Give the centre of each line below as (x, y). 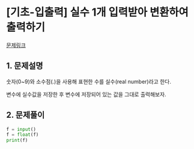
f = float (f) (23, 135)
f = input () (21, 129)
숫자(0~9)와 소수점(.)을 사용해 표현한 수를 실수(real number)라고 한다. (89, 81)
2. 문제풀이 (26, 115)
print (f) (17, 141)
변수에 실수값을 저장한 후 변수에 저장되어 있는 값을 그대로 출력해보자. (86, 94)
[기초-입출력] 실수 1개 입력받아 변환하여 (97, 12)
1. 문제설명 (25, 66)
